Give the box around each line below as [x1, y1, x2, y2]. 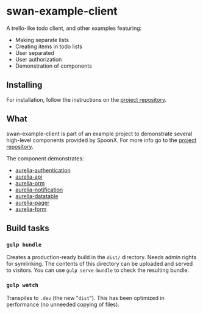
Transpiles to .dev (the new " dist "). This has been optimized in [6, 294, 165, 301]
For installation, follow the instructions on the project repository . [6, 96, 166, 103]
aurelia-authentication [15, 166, 71, 174]
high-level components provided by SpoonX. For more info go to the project [6, 136, 197, 144]
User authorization [15, 55, 62, 63]
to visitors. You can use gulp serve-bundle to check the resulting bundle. [6, 266, 190, 274]
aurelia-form [15, 205, 47, 213]
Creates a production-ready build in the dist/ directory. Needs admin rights [6, 254, 197, 261]
